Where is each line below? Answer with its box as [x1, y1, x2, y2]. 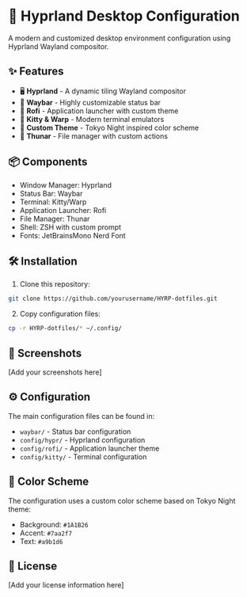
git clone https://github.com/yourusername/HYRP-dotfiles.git [8, 295, 218, 303]
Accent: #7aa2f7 [19, 528, 73, 538]
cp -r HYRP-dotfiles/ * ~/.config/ [8, 325, 123, 333]
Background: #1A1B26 [19, 519, 89, 529]
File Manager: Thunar [19, 214, 90, 223]
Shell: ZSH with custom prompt [19, 222, 121, 232]
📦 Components [8, 155, 88, 169]
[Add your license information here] [8, 580, 124, 590]
